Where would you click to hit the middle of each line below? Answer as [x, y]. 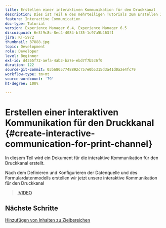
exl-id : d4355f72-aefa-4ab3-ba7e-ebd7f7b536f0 [54, 60]
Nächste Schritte [32, 208]
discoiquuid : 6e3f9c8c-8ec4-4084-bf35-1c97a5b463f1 [59, 33]
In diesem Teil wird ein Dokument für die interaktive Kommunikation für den [82, 158]
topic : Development [25, 47]
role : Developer [22, 51]
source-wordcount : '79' [30, 79]
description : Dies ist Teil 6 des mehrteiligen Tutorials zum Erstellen [82, 14]
